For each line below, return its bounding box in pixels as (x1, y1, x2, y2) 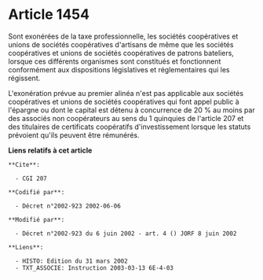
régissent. (8, 73, 41, 83)
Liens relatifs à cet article (8, 146, 93, 155)
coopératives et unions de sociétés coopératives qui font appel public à (8, 97, 239, 106)
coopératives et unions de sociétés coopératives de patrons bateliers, (8, 48, 234, 57)
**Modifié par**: (8, 216, 65, 223)
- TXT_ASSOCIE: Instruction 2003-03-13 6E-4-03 (15, 263, 174, 272)
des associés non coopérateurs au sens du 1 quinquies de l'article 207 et (8, 113, 244, 123)
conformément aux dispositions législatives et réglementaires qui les (8, 64, 230, 74)
